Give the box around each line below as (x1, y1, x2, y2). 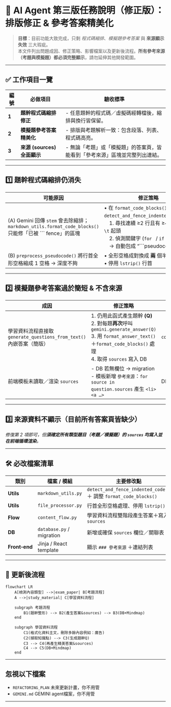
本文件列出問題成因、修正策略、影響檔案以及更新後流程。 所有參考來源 (17, 48, 165, 54)
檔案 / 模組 (47, 478, 73, 484)
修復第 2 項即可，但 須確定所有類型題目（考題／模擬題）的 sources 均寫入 (5, 431, 158, 438)
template (37, 547, 59, 553)
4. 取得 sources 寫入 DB (91, 356, 147, 363)
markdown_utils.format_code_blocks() (8, 224, 99, 229)
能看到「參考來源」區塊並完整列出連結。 (65, 151, 162, 158)
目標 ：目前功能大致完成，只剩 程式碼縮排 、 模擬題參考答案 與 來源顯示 (17, 35, 164, 41)
